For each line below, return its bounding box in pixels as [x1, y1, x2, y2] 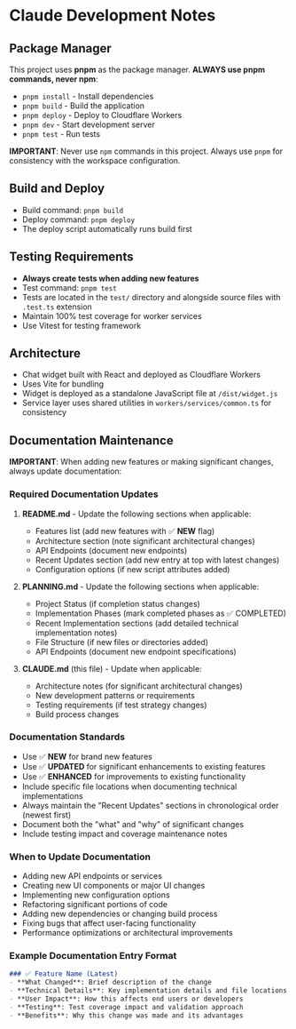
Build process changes [35, 708, 120, 720]
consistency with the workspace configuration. [9, 156, 181, 165]
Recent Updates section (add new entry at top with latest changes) [35, 554, 280, 565]
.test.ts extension [21, 301, 93, 312]
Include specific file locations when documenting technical [21, 781, 238, 792]
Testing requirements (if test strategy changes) [35, 699, 207, 710]
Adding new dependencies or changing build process [21, 908, 218, 920]
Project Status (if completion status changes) [35, 598, 201, 609]
